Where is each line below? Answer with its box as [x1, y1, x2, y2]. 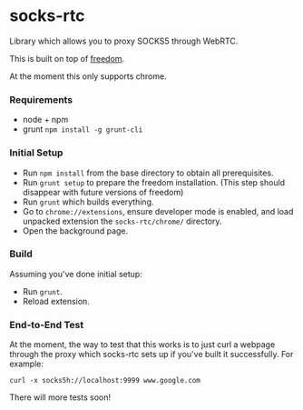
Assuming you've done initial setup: [9, 268, 142, 279]
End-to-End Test [9, 318, 84, 331]
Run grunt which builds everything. [22, 196, 154, 207]
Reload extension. [22, 295, 91, 306]
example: [9, 358, 44, 369]
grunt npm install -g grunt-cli [22, 124, 143, 135]
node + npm [22, 115, 69, 125]
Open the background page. [22, 225, 129, 236]
